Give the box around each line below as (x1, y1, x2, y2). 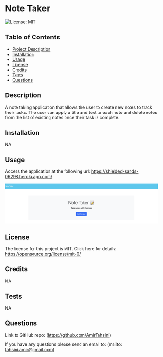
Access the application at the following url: (5, 169, 91, 174)
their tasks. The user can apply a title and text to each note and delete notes (5, 109, 158, 115)
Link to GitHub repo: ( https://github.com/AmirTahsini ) (5, 332, 111, 338)
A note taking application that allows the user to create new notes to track (5, 104, 153, 110)
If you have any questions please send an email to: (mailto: (5, 341, 122, 347)
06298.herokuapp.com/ (5, 174, 52, 180)
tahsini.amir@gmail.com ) (5, 347, 55, 353)
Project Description (12, 46, 51, 52)
